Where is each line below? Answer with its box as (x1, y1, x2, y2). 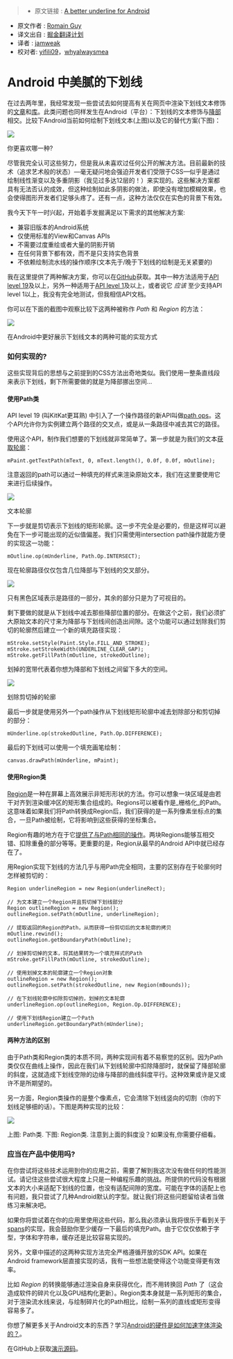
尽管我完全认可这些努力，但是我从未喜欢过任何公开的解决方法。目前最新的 (7, 158, 220, 167)
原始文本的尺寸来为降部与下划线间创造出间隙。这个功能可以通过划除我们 (12, 617, 220, 626)
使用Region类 (7, 773, 46, 781)
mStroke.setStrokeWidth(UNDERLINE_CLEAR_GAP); (7, 646, 144, 653)
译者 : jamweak (17, 39, 61, 47)
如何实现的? (7, 351, 47, 361)
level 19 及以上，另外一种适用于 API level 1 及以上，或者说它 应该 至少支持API (7, 281, 223, 289)
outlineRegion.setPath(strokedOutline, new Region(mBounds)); (7, 982, 191, 988)
